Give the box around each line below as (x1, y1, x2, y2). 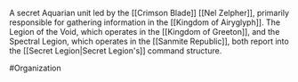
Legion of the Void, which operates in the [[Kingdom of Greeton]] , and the (9, 27, 280, 37)
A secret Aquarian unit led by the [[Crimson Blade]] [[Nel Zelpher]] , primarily (9, 8, 290, 18)
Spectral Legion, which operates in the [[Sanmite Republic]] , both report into (9, 36, 289, 46)
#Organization (9, 62, 61, 73)
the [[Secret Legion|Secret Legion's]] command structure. (9, 45, 222, 56)
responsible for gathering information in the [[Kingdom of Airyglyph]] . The (9, 17, 281, 28)
